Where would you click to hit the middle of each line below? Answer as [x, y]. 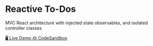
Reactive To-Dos [41, 9]
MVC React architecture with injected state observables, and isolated [76, 23]
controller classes [24, 28]
